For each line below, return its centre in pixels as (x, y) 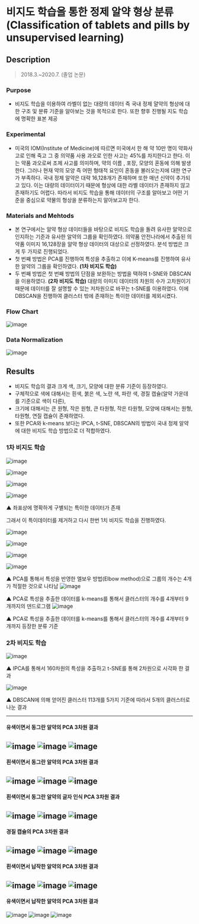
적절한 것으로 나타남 (35, 586)
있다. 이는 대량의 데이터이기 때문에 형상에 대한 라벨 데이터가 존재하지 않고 (106, 185)
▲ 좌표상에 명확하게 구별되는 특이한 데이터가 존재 (63, 508)
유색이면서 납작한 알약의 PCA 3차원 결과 (52, 901)
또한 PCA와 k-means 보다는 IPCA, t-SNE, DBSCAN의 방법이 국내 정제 (96, 423)
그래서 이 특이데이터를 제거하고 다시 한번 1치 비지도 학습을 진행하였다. (86, 520)
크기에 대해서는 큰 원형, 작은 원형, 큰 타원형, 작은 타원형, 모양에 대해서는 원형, (104, 409)
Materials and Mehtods (40, 216)
